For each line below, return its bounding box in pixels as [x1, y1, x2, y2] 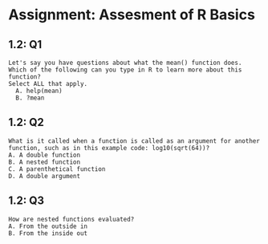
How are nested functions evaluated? [8, 215, 135, 223]
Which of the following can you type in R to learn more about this [8, 66, 242, 74]
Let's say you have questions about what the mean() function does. [8, 59, 242, 67]
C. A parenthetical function [8, 165, 106, 173]
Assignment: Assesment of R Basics [8, 6, 255, 24]
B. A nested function [8, 158, 81, 166]
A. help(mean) [15, 87, 63, 95]
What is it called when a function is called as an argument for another [8, 136, 261, 145]
